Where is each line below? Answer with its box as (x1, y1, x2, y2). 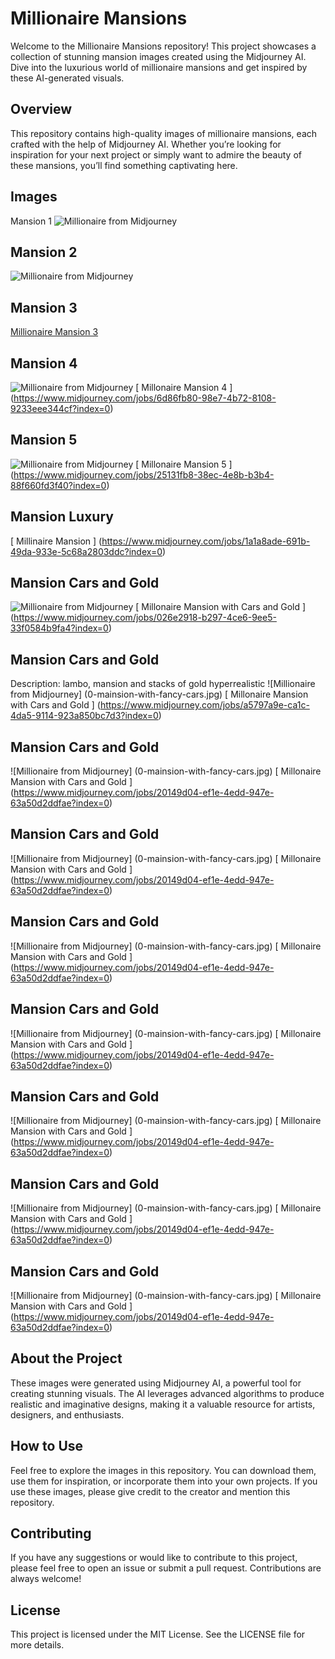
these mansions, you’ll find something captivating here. (10, 159, 238, 171)
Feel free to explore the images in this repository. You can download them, (10, 1464, 317, 1476)
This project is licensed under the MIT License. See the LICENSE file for (10, 1628, 306, 1641)
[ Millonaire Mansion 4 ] (135, 382, 233, 393)
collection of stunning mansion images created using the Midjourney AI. (10, 50, 307, 62)
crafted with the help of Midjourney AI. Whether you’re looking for (10, 138, 282, 150)
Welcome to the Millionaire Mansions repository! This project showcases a (10, 40, 317, 52)
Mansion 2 (10, 243, 78, 261)
